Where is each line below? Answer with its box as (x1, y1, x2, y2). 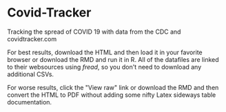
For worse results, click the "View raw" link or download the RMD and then (7, 83, 219, 91)
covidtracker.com (7, 34, 57, 43)
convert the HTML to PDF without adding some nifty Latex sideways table (7, 91, 216, 99)
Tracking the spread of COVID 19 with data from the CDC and (7, 27, 181, 36)
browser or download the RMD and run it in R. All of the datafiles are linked (7, 55, 219, 63)
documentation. (7, 98, 52, 106)
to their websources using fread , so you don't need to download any (7, 63, 202, 71)
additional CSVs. (7, 70, 54, 78)
